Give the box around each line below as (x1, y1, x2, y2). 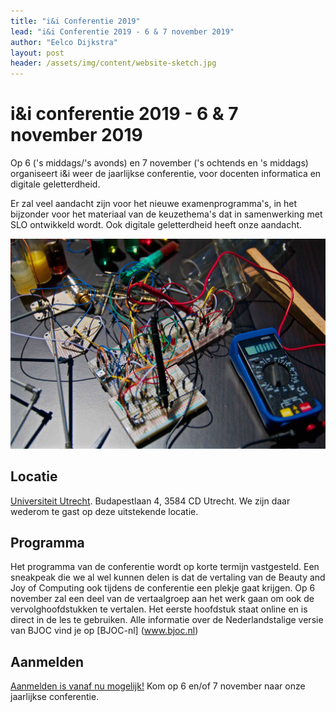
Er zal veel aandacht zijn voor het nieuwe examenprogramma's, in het (10, 198, 298, 210)
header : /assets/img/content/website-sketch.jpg (10, 58, 217, 69)
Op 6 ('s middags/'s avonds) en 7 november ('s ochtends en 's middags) (10, 157, 309, 169)
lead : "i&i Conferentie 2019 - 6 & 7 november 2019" (10, 26, 235, 37)
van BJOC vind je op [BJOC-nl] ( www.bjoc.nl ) (10, 625, 199, 637)
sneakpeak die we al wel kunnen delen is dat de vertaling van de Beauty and (10, 571, 326, 584)
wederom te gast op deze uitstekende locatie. (10, 505, 199, 517)
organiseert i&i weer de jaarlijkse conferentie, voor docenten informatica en (10, 168, 322, 180)
